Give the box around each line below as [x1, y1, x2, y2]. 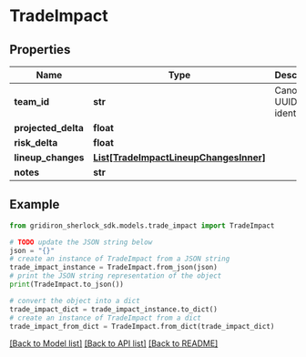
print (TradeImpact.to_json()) [9, 280, 125, 290]
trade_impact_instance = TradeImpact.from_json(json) [9, 263, 219, 272]
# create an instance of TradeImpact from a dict [9, 313, 202, 322]
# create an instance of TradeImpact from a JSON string [9, 254, 230, 264]
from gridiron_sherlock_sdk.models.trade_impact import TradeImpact [9, 220, 275, 230]
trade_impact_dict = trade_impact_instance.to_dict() [9, 304, 219, 314]
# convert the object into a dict [9, 296, 141, 305]
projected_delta [14, 122, 84, 134]
